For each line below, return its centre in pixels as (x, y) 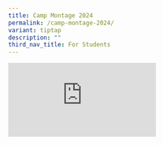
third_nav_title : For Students (59, 45)
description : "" (35, 37)
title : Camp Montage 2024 (50, 15)
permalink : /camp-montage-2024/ (61, 23)
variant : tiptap (35, 30)
